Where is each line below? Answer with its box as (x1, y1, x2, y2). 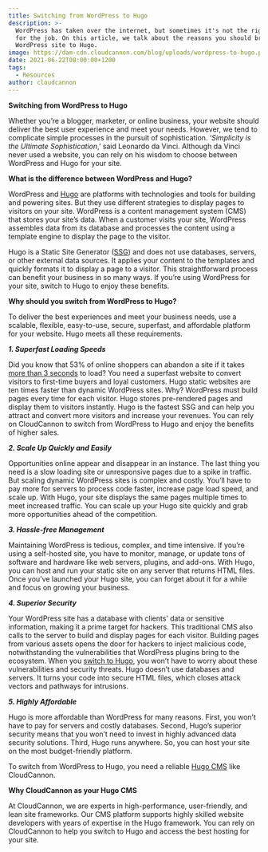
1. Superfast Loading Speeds (8, 344, 106, 353)
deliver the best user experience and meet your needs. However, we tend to (8, 124, 258, 134)
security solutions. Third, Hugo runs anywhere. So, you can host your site (8, 737, 250, 747)
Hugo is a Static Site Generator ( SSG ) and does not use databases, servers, (8, 247, 257, 256)
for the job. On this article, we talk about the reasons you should (15, 34, 251, 42)
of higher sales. (8, 428, 60, 437)
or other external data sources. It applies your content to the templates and (8, 255, 255, 265)
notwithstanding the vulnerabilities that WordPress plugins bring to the (8, 647, 240, 657)
